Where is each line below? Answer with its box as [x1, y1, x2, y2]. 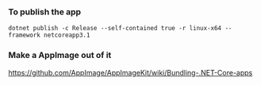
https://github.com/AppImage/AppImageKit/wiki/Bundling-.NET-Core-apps [8, 68, 253, 77]
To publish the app [8, 6, 82, 17]
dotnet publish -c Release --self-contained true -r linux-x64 [8, 25, 222, 33]
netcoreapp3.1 [43, 31, 90, 40]
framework [8, 31, 41, 40]
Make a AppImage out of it [8, 50, 112, 61]
